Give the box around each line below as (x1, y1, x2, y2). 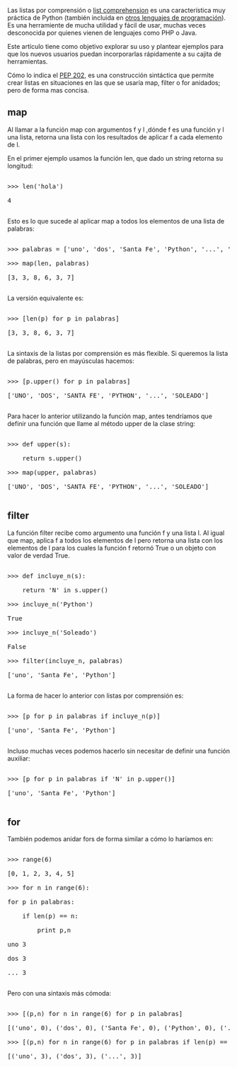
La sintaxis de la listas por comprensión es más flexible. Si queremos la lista (7, 349, 229, 357)
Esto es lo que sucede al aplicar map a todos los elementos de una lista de (7, 217, 225, 225)
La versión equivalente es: (7, 294, 84, 302)
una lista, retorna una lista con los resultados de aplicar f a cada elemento (7, 132, 223, 141)
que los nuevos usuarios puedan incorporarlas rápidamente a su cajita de (7, 50, 221, 58)
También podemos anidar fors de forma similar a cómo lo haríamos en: (7, 835, 214, 843)
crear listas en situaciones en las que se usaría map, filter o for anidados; (7, 79, 221, 87)
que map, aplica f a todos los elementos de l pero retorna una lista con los (7, 536, 223, 544)
